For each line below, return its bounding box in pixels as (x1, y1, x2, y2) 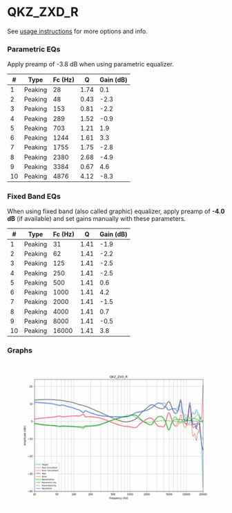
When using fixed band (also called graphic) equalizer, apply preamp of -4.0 (7, 207, 225, 215)
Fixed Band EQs (7, 191, 61, 201)
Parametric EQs (7, 44, 61, 54)
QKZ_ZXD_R (7, 4, 79, 20)
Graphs (7, 345, 32, 355)
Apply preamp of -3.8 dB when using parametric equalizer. (7, 60, 174, 69)
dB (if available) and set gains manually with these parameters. (7, 215, 186, 223)
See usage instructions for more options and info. (7, 27, 148, 35)
